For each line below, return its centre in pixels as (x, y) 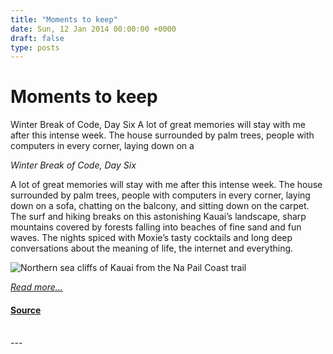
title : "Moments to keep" (64, 19)
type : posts (35, 47)
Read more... (36, 287)
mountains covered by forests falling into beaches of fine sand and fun (156, 227)
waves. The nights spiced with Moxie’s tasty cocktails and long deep (151, 238)
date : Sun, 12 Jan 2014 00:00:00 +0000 (93, 29)
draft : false (37, 38)
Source (26, 310)
